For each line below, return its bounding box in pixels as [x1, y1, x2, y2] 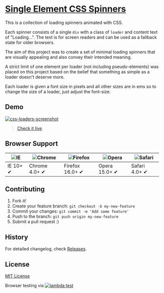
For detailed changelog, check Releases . [5, 246, 87, 252]
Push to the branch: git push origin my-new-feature [12, 214, 119, 220]
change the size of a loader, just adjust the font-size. [5, 89, 111, 94]
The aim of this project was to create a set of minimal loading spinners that [5, 49, 155, 55]
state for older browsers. [5, 39, 55, 45]
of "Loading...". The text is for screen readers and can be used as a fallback [5, 34, 157, 40]
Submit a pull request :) [12, 219, 60, 225]
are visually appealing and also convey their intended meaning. [5, 54, 132, 60]
